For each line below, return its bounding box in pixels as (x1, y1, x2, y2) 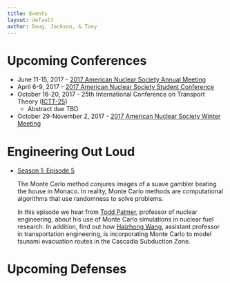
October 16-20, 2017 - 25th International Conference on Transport (17, 90, 205, 99)
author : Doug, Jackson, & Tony (7, 23, 97, 30)
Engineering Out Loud (7, 144, 135, 159)
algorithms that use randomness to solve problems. (17, 195, 164, 203)
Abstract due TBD (27, 105, 79, 113)
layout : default (7, 17, 54, 23)
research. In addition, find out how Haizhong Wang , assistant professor (17, 222, 220, 231)
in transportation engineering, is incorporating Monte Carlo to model (17, 230, 212, 238)
